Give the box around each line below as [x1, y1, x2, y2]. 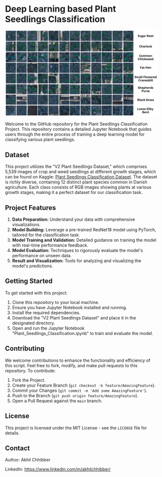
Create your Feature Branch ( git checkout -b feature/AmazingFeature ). [12, 382, 156, 388]
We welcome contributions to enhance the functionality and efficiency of [5, 357, 150, 363]
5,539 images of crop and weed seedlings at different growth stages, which [5, 169, 156, 175]
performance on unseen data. [12, 253, 72, 259]
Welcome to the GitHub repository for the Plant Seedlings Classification [5, 121, 148, 127]
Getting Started [5, 277, 53, 285]
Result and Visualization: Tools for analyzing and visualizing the [12, 258, 142, 264]
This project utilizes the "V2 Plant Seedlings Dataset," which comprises [5, 164, 147, 170]
